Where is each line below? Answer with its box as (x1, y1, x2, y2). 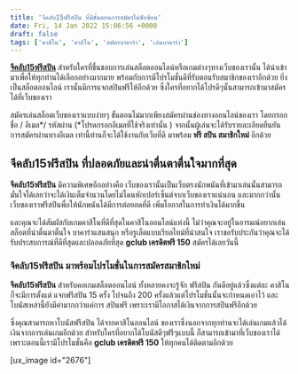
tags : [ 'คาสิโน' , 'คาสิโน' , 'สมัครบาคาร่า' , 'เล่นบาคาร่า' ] (10, 37, 189, 47)
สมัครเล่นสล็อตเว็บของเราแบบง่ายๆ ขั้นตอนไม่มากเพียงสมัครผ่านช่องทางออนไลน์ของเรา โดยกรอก (10, 110, 287, 121)
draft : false (10, 29, 59, 38)
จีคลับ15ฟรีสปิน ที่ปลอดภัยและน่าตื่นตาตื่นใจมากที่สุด (10, 156, 238, 171)
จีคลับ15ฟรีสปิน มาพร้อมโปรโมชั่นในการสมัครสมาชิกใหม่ (10, 259, 200, 271)
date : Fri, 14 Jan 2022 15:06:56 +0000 (10, 21, 158, 30)
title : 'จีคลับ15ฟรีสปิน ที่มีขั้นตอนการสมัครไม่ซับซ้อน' (10, 12, 162, 22)
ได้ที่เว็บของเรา (10, 92, 52, 103)
